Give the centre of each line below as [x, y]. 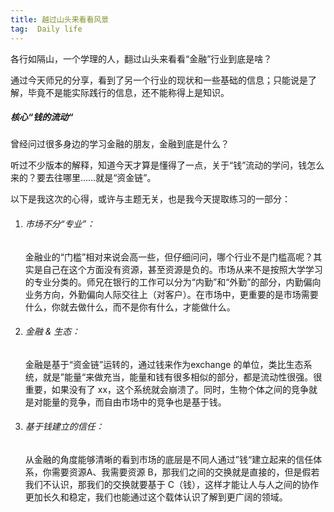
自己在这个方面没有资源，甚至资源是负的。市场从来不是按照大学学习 [182, 269]
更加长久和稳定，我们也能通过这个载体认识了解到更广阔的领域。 [156, 497]
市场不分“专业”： [60, 224]
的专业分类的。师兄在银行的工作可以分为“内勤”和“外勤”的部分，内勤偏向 [173, 282]
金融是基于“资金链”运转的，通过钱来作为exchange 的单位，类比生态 [164, 364]
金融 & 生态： [52, 332]
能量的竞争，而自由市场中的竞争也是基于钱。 [134, 402]
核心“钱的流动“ [42, 117]
